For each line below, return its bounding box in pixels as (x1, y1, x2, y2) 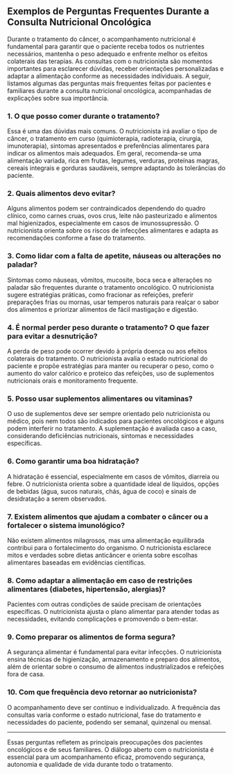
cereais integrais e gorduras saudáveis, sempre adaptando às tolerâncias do (7, 164, 226, 172)
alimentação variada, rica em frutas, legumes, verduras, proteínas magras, (7, 156, 220, 165)
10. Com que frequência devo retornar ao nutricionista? (7, 687, 198, 697)
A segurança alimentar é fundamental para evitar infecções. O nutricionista (7, 648, 222, 656)
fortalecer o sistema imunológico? (7, 520, 126, 530)
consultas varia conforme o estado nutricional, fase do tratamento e (7, 710, 202, 719)
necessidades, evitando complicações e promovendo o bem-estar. (7, 615, 198, 624)
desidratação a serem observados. (7, 494, 107, 503)
